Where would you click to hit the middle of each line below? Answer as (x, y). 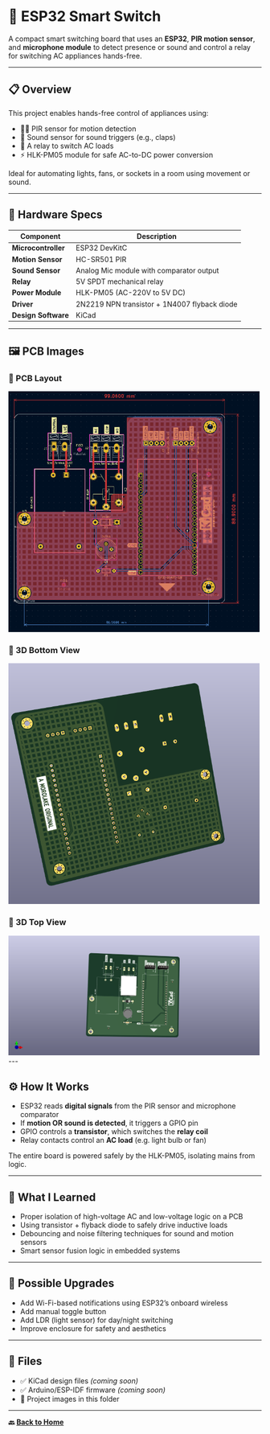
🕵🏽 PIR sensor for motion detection (78, 129)
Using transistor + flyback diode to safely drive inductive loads (124, 1225)
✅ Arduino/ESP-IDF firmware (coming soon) (93, 1390)
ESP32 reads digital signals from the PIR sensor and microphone (128, 1106)
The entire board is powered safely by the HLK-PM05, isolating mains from (132, 1156)
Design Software (41, 315)
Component (40, 236)
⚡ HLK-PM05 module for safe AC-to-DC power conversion (117, 154)
